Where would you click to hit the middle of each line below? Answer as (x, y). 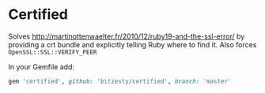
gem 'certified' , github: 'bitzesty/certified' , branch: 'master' (120, 81)
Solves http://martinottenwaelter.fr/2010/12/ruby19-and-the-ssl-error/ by (127, 36)
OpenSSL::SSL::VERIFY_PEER (53, 52)
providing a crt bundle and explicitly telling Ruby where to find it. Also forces (132, 44)
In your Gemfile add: (42, 67)
